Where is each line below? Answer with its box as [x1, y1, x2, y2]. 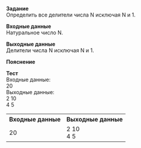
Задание [6, 5, 29, 12]
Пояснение [6, 59, 36, 65]
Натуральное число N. [6, 29, 63, 36]
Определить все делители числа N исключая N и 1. [6, 11, 136, 18]
